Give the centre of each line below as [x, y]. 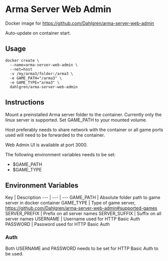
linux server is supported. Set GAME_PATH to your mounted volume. [76, 120]
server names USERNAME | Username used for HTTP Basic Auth [73, 219]
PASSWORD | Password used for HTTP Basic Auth [58, 224]
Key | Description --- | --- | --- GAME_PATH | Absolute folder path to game [83, 198]
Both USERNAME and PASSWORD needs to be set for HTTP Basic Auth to [82, 248]
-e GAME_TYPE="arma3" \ [35, 82]
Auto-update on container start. [38, 33]
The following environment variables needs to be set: [61, 154]
